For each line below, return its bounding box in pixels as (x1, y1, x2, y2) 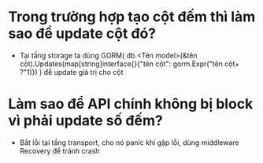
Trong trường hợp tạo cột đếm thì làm (8, 8, 256, 26)
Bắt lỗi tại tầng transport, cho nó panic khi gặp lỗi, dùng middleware (19, 138, 240, 147)
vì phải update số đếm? (8, 112, 163, 130)
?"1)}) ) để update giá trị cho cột (19, 67, 124, 76)
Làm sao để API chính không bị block (8, 95, 254, 113)
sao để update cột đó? (8, 24, 157, 43)
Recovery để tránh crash (19, 146, 100, 155)
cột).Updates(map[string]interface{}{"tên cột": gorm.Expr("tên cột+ (19, 59, 240, 69)
